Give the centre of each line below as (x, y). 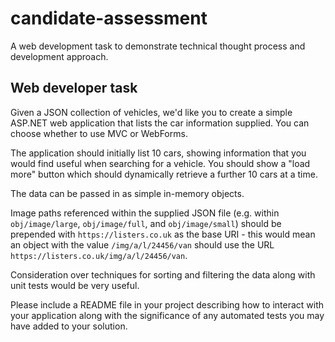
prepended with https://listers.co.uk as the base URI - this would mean (163, 234)
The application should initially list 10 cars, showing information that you (158, 153)
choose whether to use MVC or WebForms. (99, 133)
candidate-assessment (109, 18)
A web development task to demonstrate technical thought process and (158, 46)
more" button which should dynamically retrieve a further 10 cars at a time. (164, 174)
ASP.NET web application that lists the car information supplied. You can (160, 123)
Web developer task (74, 88)
